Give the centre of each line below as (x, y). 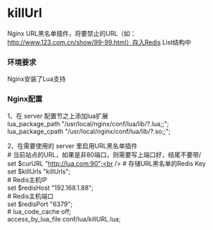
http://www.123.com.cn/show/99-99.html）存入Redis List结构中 (99, 42)
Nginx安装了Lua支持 (37, 79)
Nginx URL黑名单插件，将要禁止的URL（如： (72, 33)
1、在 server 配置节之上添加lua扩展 (58, 116)
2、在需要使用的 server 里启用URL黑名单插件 (72, 145)
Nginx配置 (25, 99)
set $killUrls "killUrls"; (39, 171)
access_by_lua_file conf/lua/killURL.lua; (64, 219)
